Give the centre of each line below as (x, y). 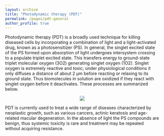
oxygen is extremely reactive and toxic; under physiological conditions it (78, 68)
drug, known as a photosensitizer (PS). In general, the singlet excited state (80, 47)
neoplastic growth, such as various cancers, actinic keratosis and (71, 113)
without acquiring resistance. (34, 129)
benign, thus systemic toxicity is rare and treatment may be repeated (74, 123)
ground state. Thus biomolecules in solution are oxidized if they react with (80, 79)
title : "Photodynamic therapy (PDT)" (44, 14)
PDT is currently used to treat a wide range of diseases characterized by (78, 108)
